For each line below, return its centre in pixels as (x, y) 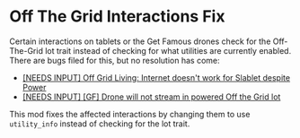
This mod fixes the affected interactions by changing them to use (130, 114)
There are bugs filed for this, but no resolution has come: (115, 60)
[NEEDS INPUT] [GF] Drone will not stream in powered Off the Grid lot (151, 97)
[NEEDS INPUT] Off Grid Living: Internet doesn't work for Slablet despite (156, 77)
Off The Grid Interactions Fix (117, 17)
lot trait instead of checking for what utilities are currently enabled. (168, 50)
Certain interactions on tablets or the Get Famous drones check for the (140, 41)
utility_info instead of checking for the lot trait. (100, 124)
